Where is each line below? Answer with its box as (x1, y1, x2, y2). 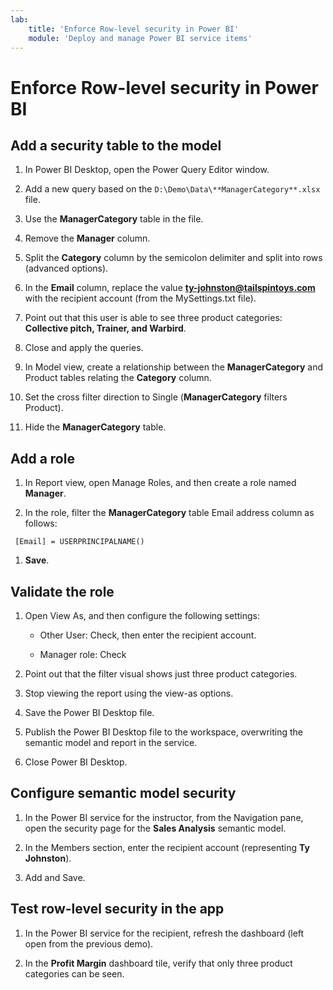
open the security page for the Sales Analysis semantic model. (24, 822, 287, 834)
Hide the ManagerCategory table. (24, 421, 167, 433)
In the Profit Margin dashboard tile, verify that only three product (24, 957, 293, 969)
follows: (24, 517, 58, 530)
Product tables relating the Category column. (24, 372, 212, 384)
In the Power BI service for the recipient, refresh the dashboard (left (24, 927, 305, 939)
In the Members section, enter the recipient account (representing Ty (24, 841, 310, 853)
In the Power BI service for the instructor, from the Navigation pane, (24, 811, 304, 823)
